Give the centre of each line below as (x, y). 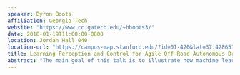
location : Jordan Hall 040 (47, 41)
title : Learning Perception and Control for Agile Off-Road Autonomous (116, 54)
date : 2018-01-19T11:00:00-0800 (55, 34)
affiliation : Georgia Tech (47, 21)
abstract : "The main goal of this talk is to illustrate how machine (113, 61)
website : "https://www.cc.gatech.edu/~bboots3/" (81, 27)
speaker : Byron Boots (40, 14)
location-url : (29, 47)
